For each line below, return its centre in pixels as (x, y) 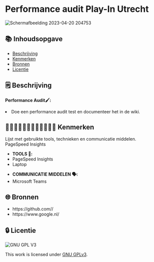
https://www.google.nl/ (36, 214)
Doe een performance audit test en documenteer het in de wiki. (76, 111)
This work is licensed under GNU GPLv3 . (46, 254)
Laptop (19, 164)
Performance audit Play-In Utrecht (77, 9)
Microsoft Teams (29, 181)
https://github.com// (33, 209)
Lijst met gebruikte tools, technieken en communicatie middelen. (71, 139)
